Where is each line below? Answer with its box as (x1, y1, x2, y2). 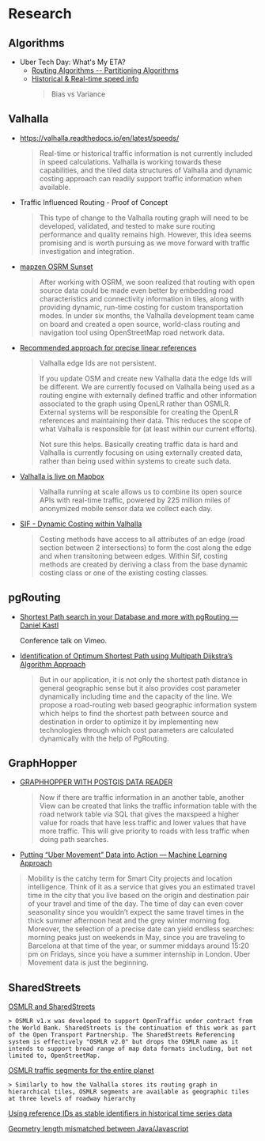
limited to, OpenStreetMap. (8, 1052, 101, 1060)
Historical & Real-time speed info (31, 74, 139, 83)
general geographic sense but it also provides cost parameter (39, 683, 241, 692)
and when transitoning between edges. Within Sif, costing (39, 551, 228, 560)
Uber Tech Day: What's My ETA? (19, 57, 126, 66)
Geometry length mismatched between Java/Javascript (8, 1124, 189, 1134)
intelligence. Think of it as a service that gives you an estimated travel (27, 882, 256, 892)
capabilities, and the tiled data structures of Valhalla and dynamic (39, 165, 253, 175)
